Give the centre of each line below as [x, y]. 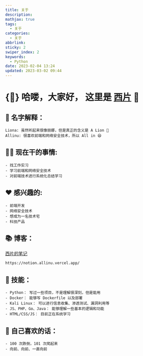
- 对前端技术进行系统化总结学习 [34, 176]
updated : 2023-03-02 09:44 [33, 71]
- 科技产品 [15, 222]
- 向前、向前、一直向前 [26, 349]
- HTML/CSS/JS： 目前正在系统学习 [38, 314]
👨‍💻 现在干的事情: [31, 153]
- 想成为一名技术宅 [23, 216]
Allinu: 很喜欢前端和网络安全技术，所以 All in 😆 [53, 136]
